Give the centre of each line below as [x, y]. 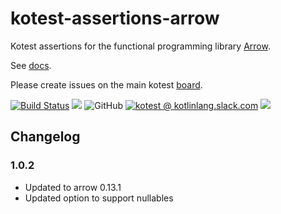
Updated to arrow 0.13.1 [73, 187]
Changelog [45, 137]
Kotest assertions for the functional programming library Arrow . [140, 46]
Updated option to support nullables [99, 198]
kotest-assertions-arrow [115, 18]
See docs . [31, 65]
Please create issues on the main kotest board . [106, 84]
